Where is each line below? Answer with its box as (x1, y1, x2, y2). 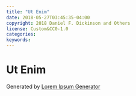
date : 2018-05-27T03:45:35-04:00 (6, 14, 90, 21)
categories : (6, 31, 36, 37)
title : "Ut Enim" (6, 8, 50, 15)
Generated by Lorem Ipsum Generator (6, 83, 100, 90)
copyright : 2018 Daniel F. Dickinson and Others (6, 20, 131, 26)
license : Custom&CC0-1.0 (6, 25, 69, 32)
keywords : (6, 37, 31, 43)
